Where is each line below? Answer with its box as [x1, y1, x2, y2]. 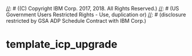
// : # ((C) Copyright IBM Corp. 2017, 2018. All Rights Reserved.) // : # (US [6, 5, 180, 12]
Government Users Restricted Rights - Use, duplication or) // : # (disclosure [6, 11, 186, 18]
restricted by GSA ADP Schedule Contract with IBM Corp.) [6, 17, 146, 24]
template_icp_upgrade [6, 38, 118, 51]
